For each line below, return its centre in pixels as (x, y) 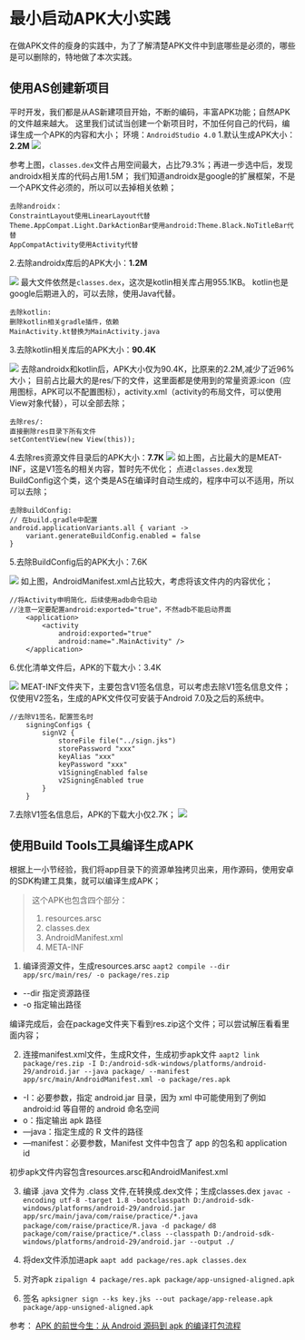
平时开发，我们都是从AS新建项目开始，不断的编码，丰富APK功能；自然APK (150, 112)
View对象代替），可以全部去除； (69, 403)
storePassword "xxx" (97, 749)
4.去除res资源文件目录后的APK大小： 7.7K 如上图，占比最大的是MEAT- (146, 457)
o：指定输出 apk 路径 (62, 1120)
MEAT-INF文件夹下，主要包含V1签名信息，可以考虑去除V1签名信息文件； (156, 686)
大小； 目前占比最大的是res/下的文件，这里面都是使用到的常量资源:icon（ (146, 380)
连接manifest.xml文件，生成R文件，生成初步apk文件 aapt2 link (141, 1054)
